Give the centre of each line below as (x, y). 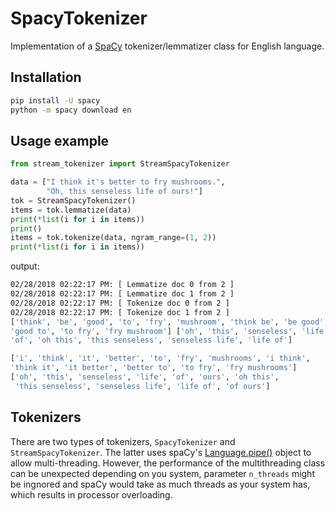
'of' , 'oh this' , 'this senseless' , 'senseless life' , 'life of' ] (151, 340)
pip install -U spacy (55, 100)
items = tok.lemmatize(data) (71, 210)
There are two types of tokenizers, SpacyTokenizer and (123, 441)
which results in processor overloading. (91, 494)
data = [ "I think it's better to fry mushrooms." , (118, 182)
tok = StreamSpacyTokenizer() (73, 200)
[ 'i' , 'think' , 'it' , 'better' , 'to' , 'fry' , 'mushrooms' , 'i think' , (160, 358)
